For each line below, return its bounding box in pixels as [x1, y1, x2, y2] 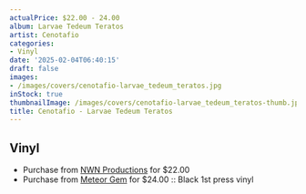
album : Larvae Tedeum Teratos [9, 22, 125, 31]
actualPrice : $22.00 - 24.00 [9, 13, 120, 23]
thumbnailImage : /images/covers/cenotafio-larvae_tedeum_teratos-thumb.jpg [9, 97, 303, 107]
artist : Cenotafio [9, 30, 79, 39]
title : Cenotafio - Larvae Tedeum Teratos [9, 107, 173, 116]
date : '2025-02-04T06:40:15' [9, 56, 120, 65]
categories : [9, 38, 55, 48]
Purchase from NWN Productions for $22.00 [22, 165, 190, 176]
